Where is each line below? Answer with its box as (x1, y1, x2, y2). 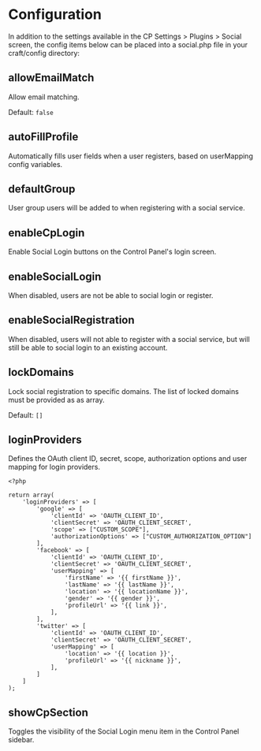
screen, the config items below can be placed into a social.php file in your (8, 39, 248, 49)
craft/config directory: (8, 48, 80, 58)
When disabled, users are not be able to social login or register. (8, 291, 214, 300)
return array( (8, 491, 55, 500)
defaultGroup (8, 182, 76, 195)
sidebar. (8, 735, 35, 745)
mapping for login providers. (8, 463, 101, 472)
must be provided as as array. (8, 395, 105, 404)
